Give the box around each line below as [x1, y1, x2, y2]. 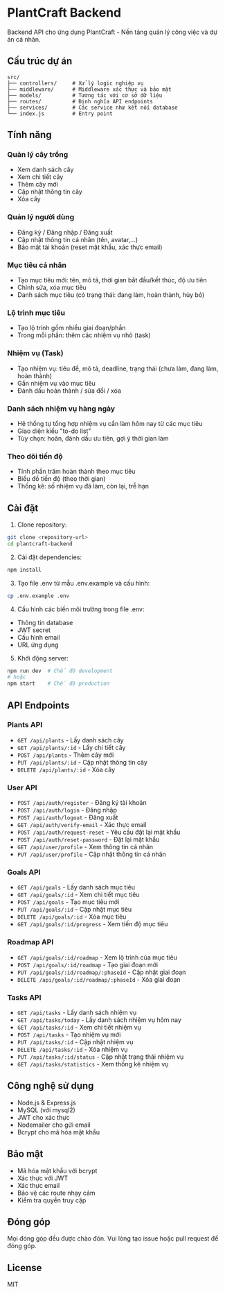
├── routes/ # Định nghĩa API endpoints [7, 98, 154, 105]
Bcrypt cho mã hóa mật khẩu [17, 1127, 100, 1136]
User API [7, 783, 37, 792]
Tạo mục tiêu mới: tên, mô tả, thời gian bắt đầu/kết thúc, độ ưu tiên [17, 276, 208, 284]
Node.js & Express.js [17, 1098, 76, 1107]
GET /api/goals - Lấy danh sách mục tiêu [17, 883, 135, 892]
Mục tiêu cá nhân [7, 260, 67, 270]
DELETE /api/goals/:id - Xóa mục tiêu [17, 912, 127, 921]
